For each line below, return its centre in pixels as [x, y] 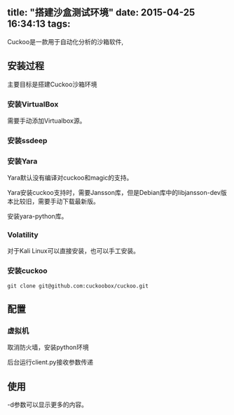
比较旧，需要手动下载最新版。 [56, 201]
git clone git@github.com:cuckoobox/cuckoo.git [78, 286]
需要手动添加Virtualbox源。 [47, 121]
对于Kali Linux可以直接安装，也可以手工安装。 [74, 251]
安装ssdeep [27, 140]
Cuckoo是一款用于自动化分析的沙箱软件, [66, 41]
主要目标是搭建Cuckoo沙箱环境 [52, 84]
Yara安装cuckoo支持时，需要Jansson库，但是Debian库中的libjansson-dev [114, 193]
